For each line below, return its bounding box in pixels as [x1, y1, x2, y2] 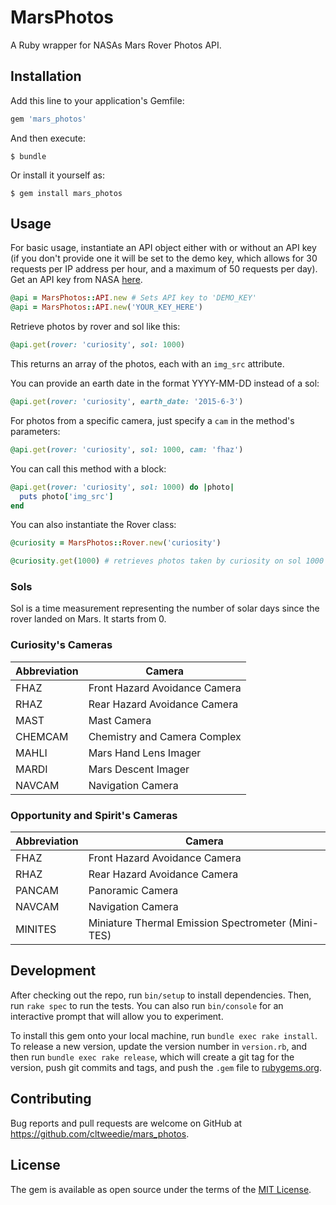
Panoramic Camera [88, 884, 179, 898]
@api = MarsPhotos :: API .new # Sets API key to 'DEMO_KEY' [10, 293, 257, 303]
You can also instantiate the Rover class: [10, 519, 177, 531]
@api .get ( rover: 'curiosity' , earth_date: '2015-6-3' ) [10, 397, 244, 407]
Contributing [10, 1091, 92, 1108]
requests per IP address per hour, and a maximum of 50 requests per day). [10, 263, 318, 275]
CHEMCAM [15, 729, 69, 743]
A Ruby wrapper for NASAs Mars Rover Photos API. [10, 39, 222, 51]
